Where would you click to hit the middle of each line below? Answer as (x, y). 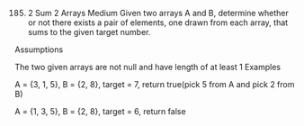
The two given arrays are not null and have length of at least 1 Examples (148, 67)
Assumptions (39, 49)
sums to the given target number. (89, 32)
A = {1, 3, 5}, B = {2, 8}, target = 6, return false (101, 111)
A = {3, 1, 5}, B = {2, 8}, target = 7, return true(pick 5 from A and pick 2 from (155, 84)
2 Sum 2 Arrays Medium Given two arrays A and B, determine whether (158, 13)
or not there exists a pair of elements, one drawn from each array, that (158, 22)
